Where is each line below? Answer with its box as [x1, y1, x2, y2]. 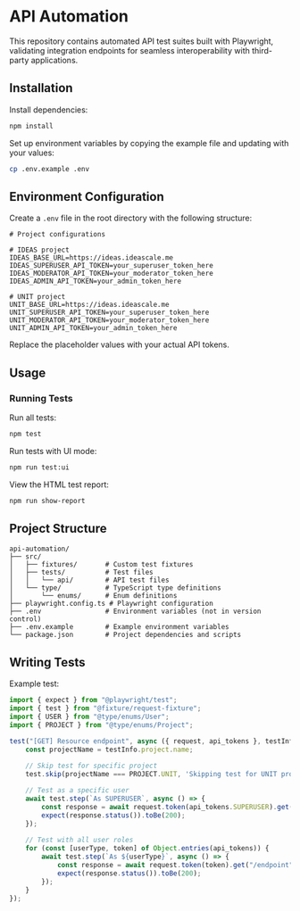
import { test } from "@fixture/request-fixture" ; [9, 704, 202, 713]
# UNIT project [9, 293, 66, 302]
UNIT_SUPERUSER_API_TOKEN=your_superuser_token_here [9, 308, 210, 318]
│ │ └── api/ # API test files [9, 576, 170, 585]
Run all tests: [9, 412, 56, 423]
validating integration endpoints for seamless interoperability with [9, 45, 250, 55]
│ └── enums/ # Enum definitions [9, 592, 178, 600]
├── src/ [9, 552, 42, 561]
